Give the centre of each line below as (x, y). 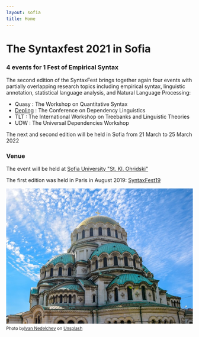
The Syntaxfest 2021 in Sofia (78, 49)
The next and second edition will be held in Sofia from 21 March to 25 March (99, 134)
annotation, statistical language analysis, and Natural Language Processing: (99, 92)
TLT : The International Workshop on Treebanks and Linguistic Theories (102, 116)
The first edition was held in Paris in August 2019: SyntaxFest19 (84, 180)
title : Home (21, 19)
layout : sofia (24, 12)
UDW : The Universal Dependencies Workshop (72, 123)
